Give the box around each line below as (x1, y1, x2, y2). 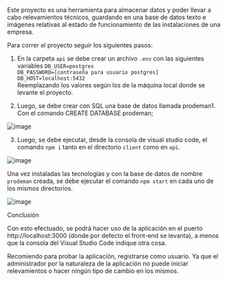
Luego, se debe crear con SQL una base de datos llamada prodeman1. (16, 102, 216, 109)
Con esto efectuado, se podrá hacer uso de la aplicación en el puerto (7, 224, 203, 232)
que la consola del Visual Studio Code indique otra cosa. (7, 239, 167, 247)
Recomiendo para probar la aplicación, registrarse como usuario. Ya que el (7, 252, 219, 260)
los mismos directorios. (7, 184, 73, 192)
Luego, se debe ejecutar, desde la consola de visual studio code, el (16, 135, 208, 144)
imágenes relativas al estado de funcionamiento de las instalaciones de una (7, 21, 221, 28)
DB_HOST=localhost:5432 (16, 75, 86, 82)
